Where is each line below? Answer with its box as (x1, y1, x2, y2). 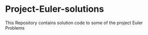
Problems (5, 25, 25, 31)
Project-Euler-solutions (5, 3, 104, 15)
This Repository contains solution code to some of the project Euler (5, 20, 143, 26)
